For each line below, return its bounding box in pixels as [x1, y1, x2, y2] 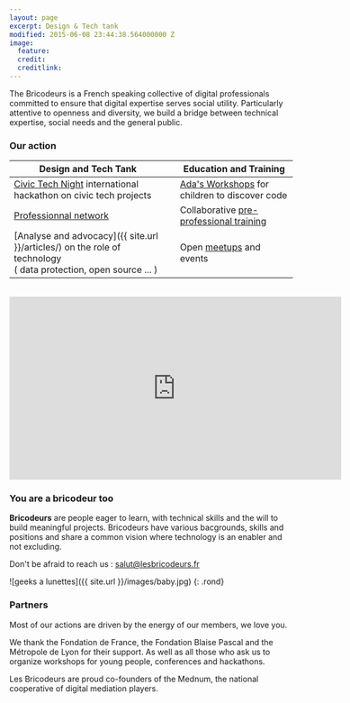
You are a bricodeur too [9, 492, 114, 505]
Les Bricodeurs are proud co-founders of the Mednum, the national [9, 673, 259, 684]
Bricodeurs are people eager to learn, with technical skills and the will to [9, 513, 279, 524]
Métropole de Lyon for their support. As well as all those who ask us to [9, 646, 271, 657]
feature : [17, 47, 50, 56]
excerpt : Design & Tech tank [9, 22, 119, 31]
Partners [9, 598, 49, 611]
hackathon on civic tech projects [13, 189, 152, 202]
